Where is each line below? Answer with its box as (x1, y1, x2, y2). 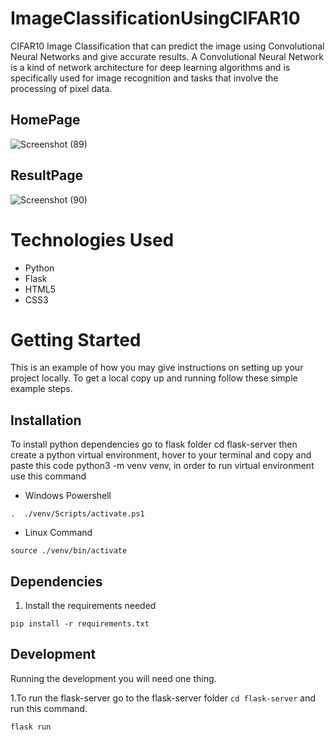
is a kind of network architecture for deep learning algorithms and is (10, 61, 291, 73)
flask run (10, 722, 52, 732)
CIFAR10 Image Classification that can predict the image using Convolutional (10, 40, 325, 52)
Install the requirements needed (24, 600, 157, 612)
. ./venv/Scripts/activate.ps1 (10, 509, 145, 519)
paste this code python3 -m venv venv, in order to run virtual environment (10, 460, 315, 472)
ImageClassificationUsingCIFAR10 (10, 7, 301, 30)
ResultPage (10, 167, 83, 184)
